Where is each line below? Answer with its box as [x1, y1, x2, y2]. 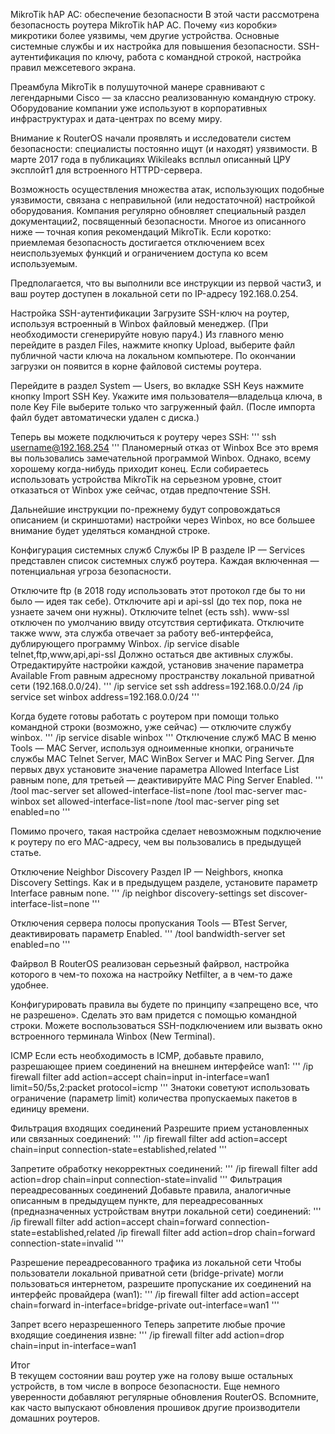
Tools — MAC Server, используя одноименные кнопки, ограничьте [10, 742, 295, 754]
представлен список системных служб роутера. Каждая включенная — [10, 555, 320, 566]
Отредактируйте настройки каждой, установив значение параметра [10, 659, 305, 671]
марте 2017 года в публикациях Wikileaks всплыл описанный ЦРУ [10, 154, 292, 165]
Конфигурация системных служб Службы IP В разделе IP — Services [10, 544, 306, 556]
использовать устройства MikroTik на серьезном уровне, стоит [10, 474, 283, 485]
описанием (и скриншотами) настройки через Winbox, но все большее [10, 514, 316, 526]
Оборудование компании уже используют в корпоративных [10, 102, 268, 114]
